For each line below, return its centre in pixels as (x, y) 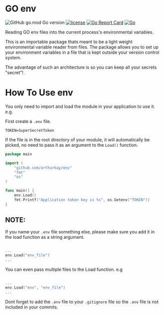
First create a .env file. (28, 121)
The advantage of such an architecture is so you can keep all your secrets (81, 67)
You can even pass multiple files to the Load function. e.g (64, 270)
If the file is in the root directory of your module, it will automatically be (78, 139)
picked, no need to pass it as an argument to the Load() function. (72, 145)
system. (13, 57)
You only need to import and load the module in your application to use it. (80, 106)
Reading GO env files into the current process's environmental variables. (80, 32)
